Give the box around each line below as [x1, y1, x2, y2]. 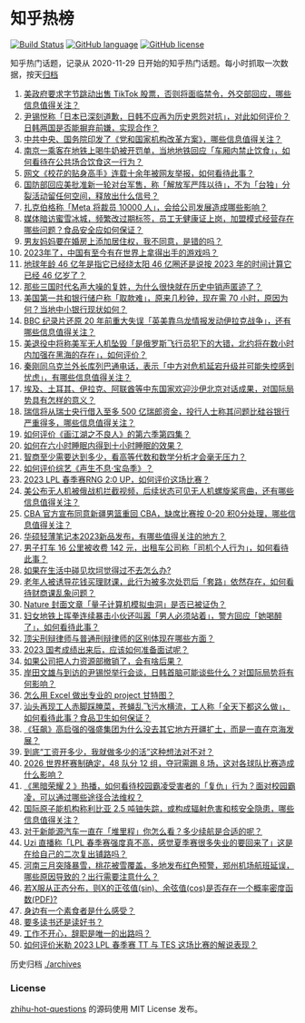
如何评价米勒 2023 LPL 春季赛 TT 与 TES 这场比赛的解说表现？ [23, 939, 258, 949]
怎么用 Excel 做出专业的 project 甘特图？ [23, 689, 175, 700]
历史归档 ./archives [10, 959, 82, 969]
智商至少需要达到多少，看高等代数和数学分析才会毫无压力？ [23, 451, 247, 462]
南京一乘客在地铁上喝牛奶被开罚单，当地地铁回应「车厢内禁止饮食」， [23, 144, 282, 155]
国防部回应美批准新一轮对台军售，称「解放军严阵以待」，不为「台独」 [23, 179, 282, 190]
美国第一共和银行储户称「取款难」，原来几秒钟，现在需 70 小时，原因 [23, 292, 280, 303]
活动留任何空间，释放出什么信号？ [31, 190, 160, 201]
